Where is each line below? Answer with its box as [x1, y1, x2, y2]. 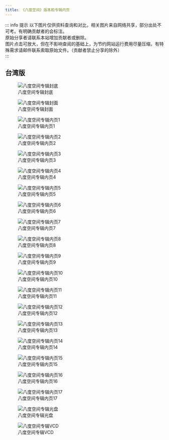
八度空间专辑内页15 [18, 361, 58, 367]
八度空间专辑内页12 [18, 310, 58, 317]
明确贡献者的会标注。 [22, 28, 67, 34]
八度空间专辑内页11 [18, 293, 57, 299]
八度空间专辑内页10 [18, 276, 58, 282]
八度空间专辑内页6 [18, 208, 56, 214]
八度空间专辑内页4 [18, 174, 56, 180]
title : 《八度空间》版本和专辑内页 [5, 7, 70, 13]
